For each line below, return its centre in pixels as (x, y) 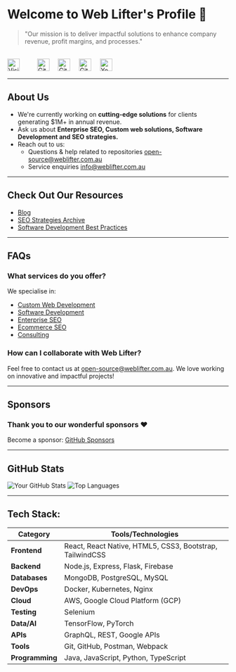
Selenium (80, 611)
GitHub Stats (36, 468)
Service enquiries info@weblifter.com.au (87, 166)
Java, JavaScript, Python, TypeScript (125, 657)
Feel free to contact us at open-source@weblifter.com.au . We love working (116, 368)
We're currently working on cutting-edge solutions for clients (107, 114)
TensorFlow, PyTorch (99, 623)
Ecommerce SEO (42, 327)
